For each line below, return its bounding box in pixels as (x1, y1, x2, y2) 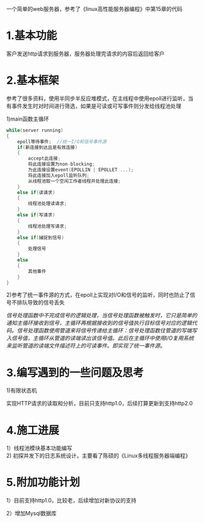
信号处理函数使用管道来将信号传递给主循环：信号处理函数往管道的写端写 (16, 327, 197, 334)
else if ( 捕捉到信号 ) (17, 234, 65, 241)
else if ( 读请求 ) (17, 189, 56, 195)
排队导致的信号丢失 (16, 299, 65, 306)
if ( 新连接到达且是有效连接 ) (17, 144, 78, 150)
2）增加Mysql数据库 (6, 510, 57, 517)
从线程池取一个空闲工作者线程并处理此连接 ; (28, 178, 121, 184)
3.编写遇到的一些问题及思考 (6, 366, 144, 379)
